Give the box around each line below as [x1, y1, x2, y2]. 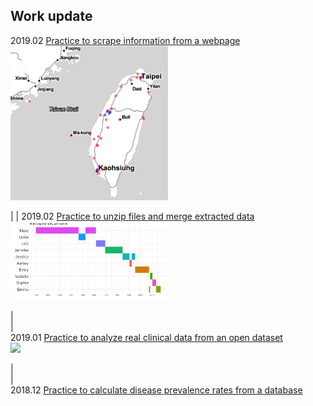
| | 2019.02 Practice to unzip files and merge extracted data [10, 210, 255, 222]
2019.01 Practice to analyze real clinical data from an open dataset [10, 331, 283, 343]
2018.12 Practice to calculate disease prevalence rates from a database [10, 384, 303, 396]
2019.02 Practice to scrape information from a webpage [10, 34, 241, 46]
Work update [10, 8, 93, 25]
